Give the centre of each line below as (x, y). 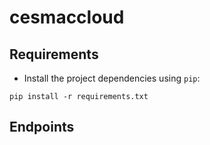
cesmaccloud (67, 17)
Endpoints (42, 127)
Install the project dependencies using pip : (112, 78)
